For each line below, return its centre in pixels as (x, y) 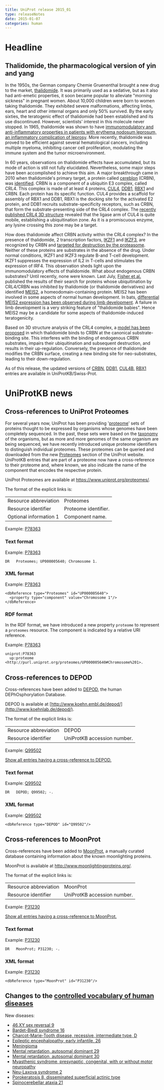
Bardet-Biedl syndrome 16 (38, 1030)
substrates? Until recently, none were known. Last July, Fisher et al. (73, 276)
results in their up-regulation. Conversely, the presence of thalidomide (76, 349)
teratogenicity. (20, 318)
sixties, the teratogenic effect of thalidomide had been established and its (79, 116)
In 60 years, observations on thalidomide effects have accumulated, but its (80, 163)
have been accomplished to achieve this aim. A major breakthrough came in (82, 173)
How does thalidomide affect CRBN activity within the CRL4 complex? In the (82, 235)
